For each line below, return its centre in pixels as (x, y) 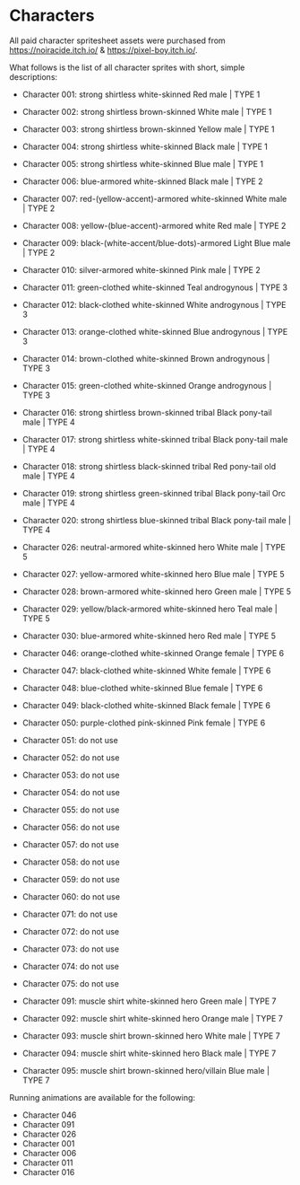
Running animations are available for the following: (102, 1097)
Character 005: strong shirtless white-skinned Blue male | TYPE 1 (143, 163)
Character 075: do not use (70, 983)
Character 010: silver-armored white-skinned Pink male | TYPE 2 (141, 269)
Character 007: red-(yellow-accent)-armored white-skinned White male (154, 198)
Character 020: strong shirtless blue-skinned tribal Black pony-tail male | (156, 520)
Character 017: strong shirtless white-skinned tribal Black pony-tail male (155, 439)
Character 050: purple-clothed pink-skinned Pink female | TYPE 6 (144, 723)
